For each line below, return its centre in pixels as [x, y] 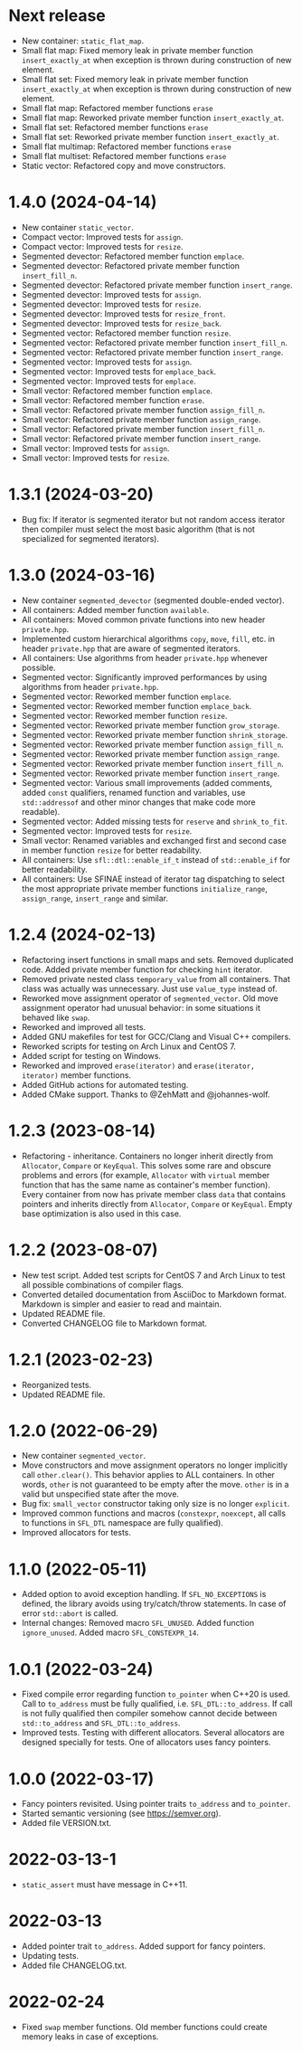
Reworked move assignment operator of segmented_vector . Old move [150, 998]
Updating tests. [50, 1956]
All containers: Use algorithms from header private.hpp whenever [145, 657]
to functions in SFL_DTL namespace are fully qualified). [122, 1523]
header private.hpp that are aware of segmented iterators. [131, 648]
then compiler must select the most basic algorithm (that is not [138, 529]
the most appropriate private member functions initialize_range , [145, 888]
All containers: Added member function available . [115, 610]
